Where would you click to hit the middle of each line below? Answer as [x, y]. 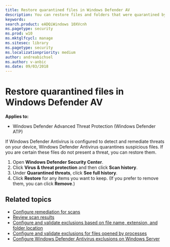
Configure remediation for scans [46, 211]
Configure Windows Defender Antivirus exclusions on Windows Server [86, 238]
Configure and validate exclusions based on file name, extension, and [85, 222]
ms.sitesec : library [27, 43]
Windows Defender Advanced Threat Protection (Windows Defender [84, 126]
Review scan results [33, 217]
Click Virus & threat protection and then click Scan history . [75, 167]
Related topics [28, 200]
